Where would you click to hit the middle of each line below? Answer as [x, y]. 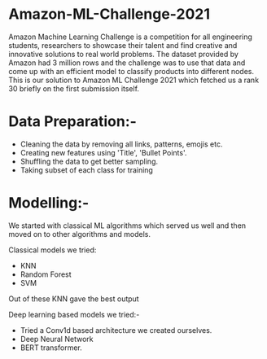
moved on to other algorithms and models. [79, 234]
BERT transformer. [51, 348]
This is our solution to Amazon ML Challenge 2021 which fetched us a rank [133, 80]
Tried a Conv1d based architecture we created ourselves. [116, 330]
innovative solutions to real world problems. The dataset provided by [123, 54]
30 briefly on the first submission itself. [74, 88]
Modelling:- [49, 203]
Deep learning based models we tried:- [74, 314]
